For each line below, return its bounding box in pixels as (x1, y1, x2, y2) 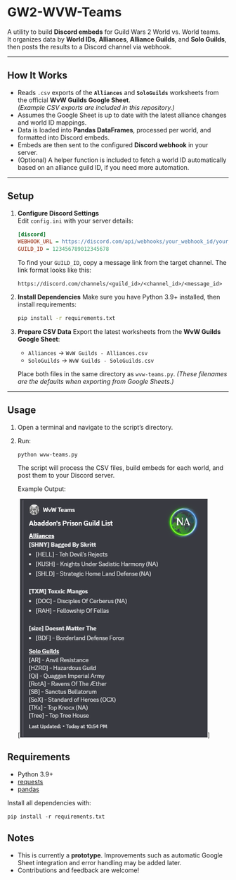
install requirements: (17, 300, 77, 309)
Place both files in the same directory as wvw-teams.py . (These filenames (17, 370, 228, 378)
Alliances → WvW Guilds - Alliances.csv (27, 349, 148, 357)
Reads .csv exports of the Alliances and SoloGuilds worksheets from (17, 88, 219, 97)
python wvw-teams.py (17, 451, 78, 458)
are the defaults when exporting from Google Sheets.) (17, 378, 174, 386)
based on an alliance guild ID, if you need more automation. (17, 163, 190, 171)
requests (17, 777, 44, 786)
